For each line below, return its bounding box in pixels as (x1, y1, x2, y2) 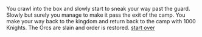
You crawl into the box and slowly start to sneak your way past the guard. (6, 5, 190, 12)
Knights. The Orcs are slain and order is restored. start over (6, 24, 155, 31)
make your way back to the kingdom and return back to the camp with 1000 (6, 18, 196, 24)
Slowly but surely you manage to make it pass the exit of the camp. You (6, 11, 186, 18)
